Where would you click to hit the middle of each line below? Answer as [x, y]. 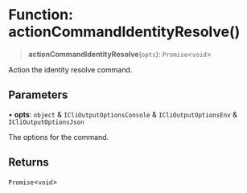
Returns [29, 162]
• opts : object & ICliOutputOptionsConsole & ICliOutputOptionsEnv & [123, 114]
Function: [41, 15]
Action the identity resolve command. [70, 69]
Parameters [38, 95]
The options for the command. [59, 137]
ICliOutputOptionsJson [46, 122]
